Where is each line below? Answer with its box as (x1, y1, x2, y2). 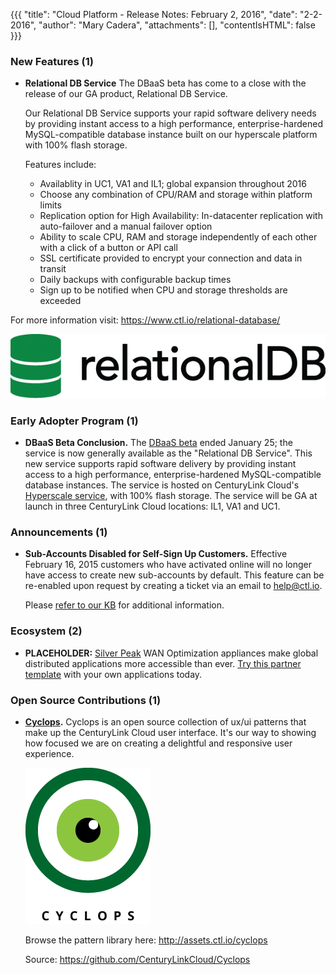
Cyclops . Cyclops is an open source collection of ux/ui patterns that (24, 715, 307, 728)
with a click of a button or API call (39, 242, 178, 254)
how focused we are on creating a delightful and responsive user (24, 737, 293, 749)
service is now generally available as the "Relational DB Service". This (24, 447, 313, 459)
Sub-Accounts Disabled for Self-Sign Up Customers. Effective (24, 548, 288, 560)
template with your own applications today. (24, 668, 203, 680)
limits (39, 199, 62, 211)
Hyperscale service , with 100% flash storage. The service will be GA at (24, 490, 318, 502)
